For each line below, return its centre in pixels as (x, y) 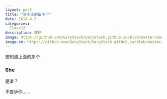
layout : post (19, 10)
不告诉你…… (18, 92)
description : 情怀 (23, 33)
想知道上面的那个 (23, 56)
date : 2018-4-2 (21, 19)
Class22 (18, 28)
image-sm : (15, 42)
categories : (17, 24)
